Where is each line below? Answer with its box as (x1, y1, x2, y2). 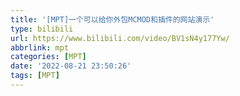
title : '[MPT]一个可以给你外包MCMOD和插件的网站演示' (10, 14, 215, 25)
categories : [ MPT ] (10, 52, 87, 62)
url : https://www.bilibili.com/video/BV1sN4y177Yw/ (10, 33, 230, 43)
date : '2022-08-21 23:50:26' (10, 61, 132, 71)
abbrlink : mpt (10, 42, 70, 53)
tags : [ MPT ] (10, 71, 60, 81)
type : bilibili (10, 24, 74, 34)
